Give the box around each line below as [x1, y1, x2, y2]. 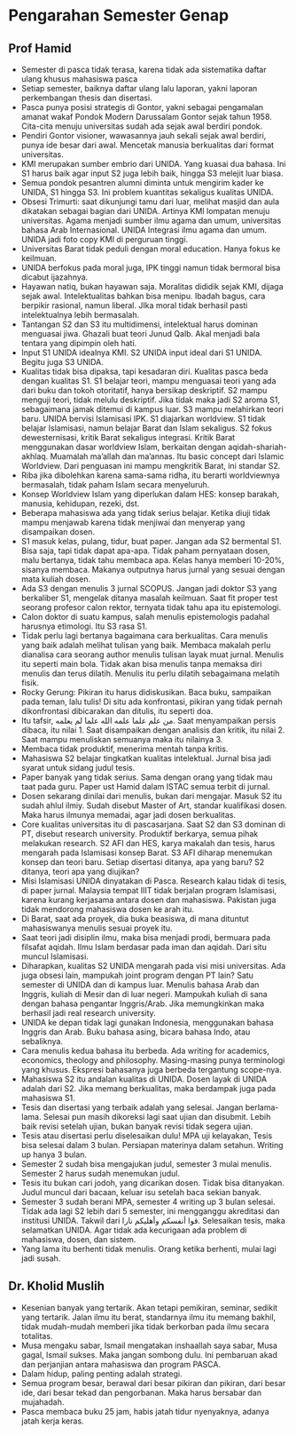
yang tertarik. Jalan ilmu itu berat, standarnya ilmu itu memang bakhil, [20, 1312, 277, 1322]
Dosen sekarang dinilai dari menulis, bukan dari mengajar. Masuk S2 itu [20, 791, 283, 801]
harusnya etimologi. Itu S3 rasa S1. [20, 621, 148, 631]
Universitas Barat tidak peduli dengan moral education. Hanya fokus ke [20, 243, 281, 254]
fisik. [20, 678, 39, 688]
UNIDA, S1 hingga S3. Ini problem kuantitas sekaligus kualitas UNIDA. [20, 187, 274, 197]
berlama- [245, 1102, 279, 1113]
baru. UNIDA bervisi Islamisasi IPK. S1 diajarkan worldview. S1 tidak [20, 414, 267, 424]
